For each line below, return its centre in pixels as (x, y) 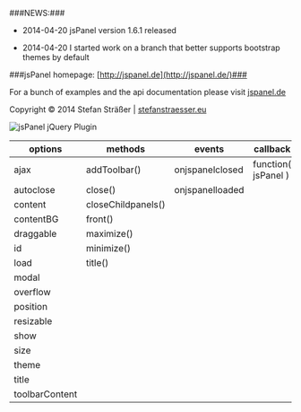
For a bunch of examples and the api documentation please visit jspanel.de (148, 92)
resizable (33, 321)
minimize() (108, 248)
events (209, 149)
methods (126, 149)
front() (99, 219)
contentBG (36, 219)
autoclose (34, 190)
